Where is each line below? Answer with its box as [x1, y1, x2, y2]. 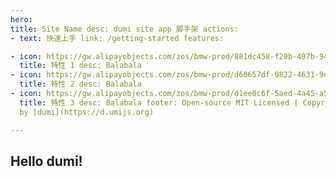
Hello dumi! [10, 152, 83, 170]
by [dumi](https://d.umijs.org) [19, 107, 155, 117]
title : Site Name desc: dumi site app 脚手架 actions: [10, 24, 239, 34]
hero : [10, 14, 33, 25]
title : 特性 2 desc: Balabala [19, 79, 142, 90]
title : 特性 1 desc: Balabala [19, 61, 142, 71]
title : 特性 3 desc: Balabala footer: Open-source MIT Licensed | [19, 97, 299, 108]
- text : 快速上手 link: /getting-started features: [10, 33, 225, 43]
